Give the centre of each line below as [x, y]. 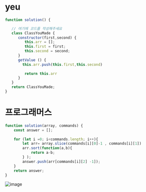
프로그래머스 [29, 112]
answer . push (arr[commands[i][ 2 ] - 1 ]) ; [61, 162]
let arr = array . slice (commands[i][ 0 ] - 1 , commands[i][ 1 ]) [82, 144]
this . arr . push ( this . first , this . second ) [63, 64]
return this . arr [41, 74]
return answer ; [29, 171]
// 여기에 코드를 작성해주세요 [37, 29]
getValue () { [32, 60]
